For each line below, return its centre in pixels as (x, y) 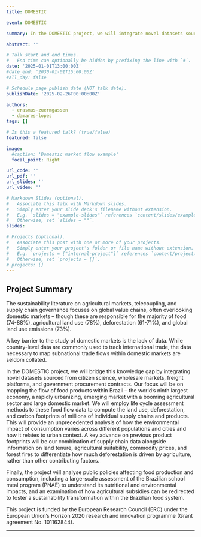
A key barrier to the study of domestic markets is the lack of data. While (95, 341)
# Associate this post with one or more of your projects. (84, 242)
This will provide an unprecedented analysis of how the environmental (93, 422)
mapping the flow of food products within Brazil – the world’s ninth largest (97, 391)
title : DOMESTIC (26, 12)
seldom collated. (27, 360)
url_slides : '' (25, 182)
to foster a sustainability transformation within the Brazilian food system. (95, 498)
